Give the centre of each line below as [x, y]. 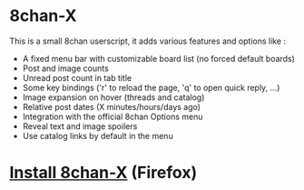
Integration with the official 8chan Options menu [113, 116]
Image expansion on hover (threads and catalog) [113, 97]
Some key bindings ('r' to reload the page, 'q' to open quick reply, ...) [151, 87]
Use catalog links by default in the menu [98, 135]
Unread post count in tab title [77, 77]
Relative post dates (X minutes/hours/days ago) [112, 106]
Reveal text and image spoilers [80, 126]
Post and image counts [65, 68]
